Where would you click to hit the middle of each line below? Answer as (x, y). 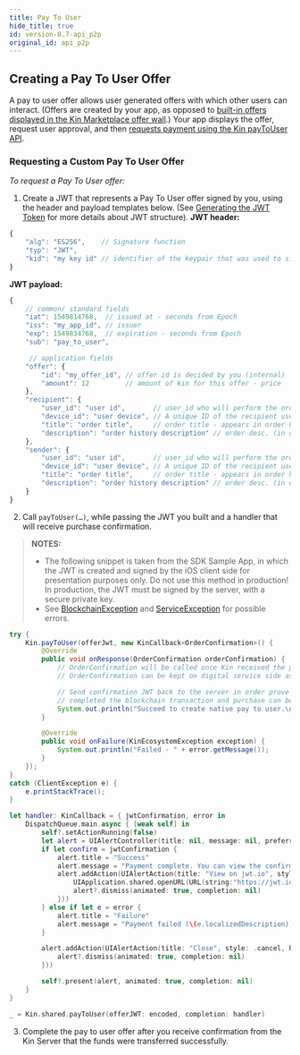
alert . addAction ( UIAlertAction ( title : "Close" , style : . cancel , (163, 949)
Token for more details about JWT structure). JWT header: (131, 217)
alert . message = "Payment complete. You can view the (159, 866)
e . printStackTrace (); (65, 791)
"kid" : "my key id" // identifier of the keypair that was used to (153, 259)
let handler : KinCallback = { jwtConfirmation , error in (117, 816)
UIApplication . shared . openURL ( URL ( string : (153, 882)
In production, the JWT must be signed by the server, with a (154, 589)
